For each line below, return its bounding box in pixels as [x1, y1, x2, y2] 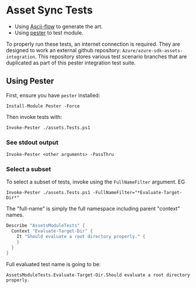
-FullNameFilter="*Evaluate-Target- [93, 190, 183, 196]
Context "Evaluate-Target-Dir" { [11, 228, 93, 234]
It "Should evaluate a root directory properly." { [16, 234, 146, 240]
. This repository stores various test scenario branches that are [35, 53, 187, 60]
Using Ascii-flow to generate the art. [14, 23, 103, 30]
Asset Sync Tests [6, 4, 93, 17]
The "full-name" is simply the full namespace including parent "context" [6, 205, 180, 212]
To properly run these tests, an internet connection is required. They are [6, 40, 181, 47]
